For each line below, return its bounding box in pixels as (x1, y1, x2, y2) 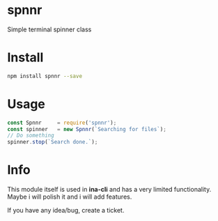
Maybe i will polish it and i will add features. (7, 192, 132, 201)
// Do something (7, 132, 54, 139)
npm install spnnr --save (7, 73, 82, 79)
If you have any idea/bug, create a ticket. (7, 206, 125, 215)
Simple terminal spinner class (7, 25, 92, 33)
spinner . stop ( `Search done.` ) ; (7, 139, 98, 146)
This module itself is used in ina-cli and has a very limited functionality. (7, 185, 212, 194)
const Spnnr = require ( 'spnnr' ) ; (7, 119, 117, 126)
